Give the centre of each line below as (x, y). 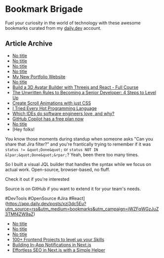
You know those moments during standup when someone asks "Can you (79, 139)
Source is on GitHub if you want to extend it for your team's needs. (73, 189)
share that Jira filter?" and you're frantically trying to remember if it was (78, 144)
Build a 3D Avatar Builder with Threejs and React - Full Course (75, 87)
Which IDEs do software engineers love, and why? (63, 113)
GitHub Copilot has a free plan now (48, 119)
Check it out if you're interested (37, 179)
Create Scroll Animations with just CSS (52, 103)
